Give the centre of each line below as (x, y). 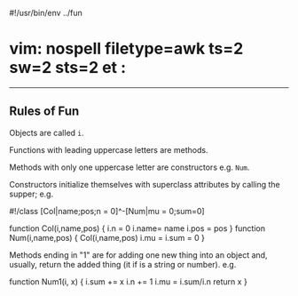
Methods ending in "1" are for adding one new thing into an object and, (138, 255)
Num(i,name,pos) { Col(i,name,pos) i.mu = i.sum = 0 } (107, 237)
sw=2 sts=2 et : (68, 68)
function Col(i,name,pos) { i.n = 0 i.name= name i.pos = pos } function (137, 228)
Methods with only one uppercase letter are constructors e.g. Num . (129, 167)
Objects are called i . (47, 132)
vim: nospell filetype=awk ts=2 (126, 49)
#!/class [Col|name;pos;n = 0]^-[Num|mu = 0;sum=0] (107, 211)
